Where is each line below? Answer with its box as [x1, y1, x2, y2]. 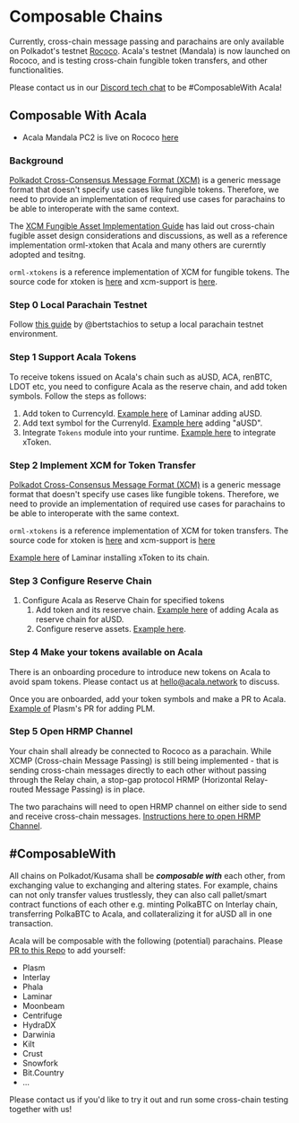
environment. [9, 329, 58, 339]
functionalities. [9, 65, 64, 75]
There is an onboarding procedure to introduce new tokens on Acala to [9, 666, 271, 677]
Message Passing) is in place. [35, 784, 146, 794]
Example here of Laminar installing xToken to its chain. [9, 552, 210, 563]
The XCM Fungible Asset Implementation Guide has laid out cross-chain [9, 221, 275, 232]
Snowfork [21, 1057, 58, 1068]
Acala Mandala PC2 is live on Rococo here [21, 132, 179, 143]
